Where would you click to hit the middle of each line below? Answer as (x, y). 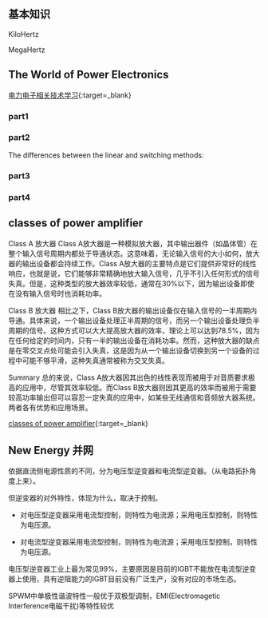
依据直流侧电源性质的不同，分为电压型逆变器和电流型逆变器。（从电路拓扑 (129, 471)
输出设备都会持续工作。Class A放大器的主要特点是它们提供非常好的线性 (139, 263)
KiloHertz (24, 34)
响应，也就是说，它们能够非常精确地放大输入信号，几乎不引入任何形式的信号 (134, 273)
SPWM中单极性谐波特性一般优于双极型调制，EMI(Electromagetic (114, 596)
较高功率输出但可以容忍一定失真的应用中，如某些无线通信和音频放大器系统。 (134, 397)
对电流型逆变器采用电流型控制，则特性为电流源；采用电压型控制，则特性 (138, 542)
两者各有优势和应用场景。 (50, 407)
